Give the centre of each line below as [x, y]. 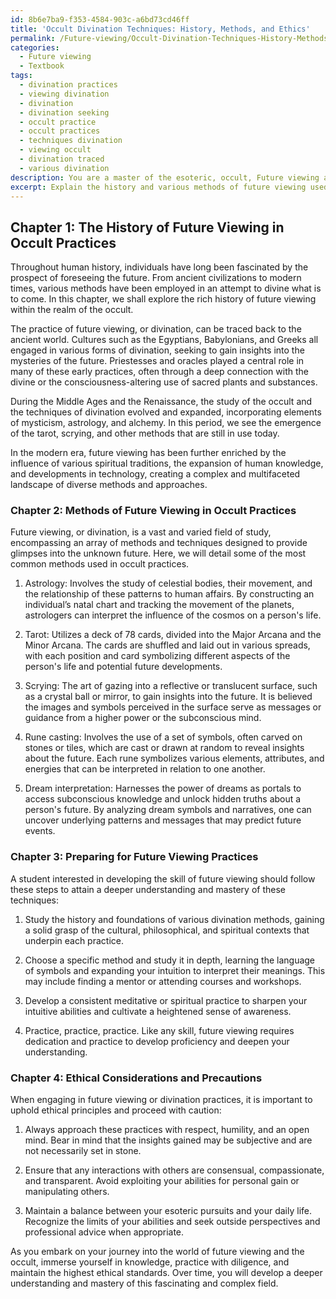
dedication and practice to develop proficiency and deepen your [157, 1041]
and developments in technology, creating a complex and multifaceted [155, 474]
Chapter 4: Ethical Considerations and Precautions [136, 1078]
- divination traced [62, 159]
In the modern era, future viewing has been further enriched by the [148, 453]
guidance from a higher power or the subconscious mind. [143, 718]
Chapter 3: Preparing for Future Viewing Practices [134, 857]
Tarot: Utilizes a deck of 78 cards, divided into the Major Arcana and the [173, 635]
